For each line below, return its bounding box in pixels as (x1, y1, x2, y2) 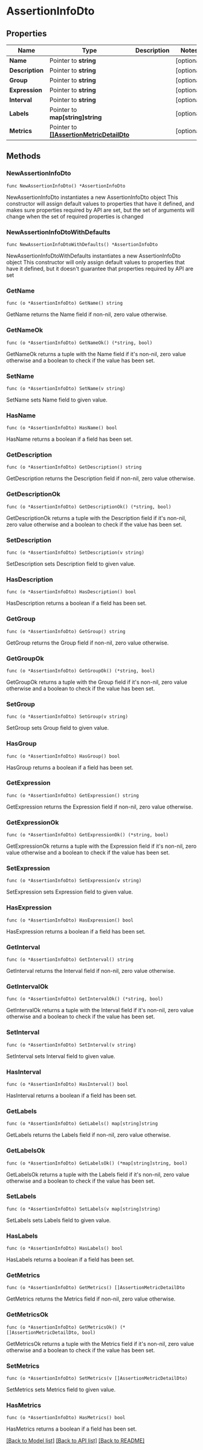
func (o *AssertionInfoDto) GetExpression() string (6, 792, 139, 799)
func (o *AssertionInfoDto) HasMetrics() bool (6, 1415, 126, 1421)
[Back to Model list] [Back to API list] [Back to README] (6, 1437, 145, 1445)
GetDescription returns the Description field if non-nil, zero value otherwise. (6, 475, 195, 482)
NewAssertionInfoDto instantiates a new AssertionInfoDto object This (6, 193, 178, 201)
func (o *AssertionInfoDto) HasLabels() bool (6, 1246, 123, 1252)
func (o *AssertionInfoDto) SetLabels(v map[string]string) (6, 1206, 161, 1212)
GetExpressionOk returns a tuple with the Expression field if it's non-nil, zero (6, 842, 197, 850)
